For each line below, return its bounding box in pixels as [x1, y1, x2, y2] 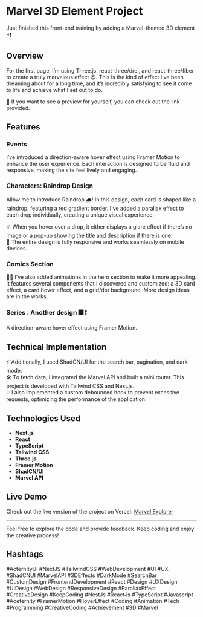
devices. [6, 244, 28, 252]
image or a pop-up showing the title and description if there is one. [6, 232, 173, 239]
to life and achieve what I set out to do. [6, 86, 103, 93]
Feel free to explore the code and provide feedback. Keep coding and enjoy [6, 525, 195, 532]
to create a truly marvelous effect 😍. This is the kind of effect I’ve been [6, 73, 184, 80]
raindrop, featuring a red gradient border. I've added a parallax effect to [6, 204, 184, 212]
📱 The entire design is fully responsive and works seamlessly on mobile [6, 238, 184, 246]
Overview [6, 51, 44, 61]
